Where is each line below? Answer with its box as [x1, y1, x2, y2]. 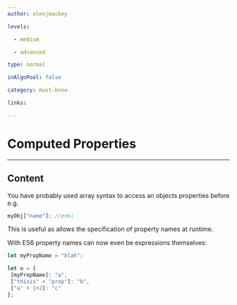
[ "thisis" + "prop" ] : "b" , [10, 278, 90, 285]
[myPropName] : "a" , [10, 272, 68, 279]
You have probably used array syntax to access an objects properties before [7, 191, 230, 199]
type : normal [7, 61, 46, 68]
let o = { [7, 265, 37, 272]
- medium [13, 36, 39, 43]
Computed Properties [7, 135, 136, 151]
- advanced [13, 49, 46, 56]
